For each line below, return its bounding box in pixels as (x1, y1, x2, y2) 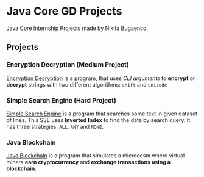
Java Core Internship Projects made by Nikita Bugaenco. (6, 24, 148, 32)
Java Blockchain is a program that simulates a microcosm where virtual (6, 152, 185, 159)
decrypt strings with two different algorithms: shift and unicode (6, 81, 167, 88)
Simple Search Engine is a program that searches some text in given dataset (6, 110, 198, 117)
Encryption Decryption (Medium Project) (6, 60, 129, 69)
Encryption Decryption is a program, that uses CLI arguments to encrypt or (6, 74, 195, 82)
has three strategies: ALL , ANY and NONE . (6, 123, 104, 130)
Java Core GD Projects (6, 4, 122, 18)
